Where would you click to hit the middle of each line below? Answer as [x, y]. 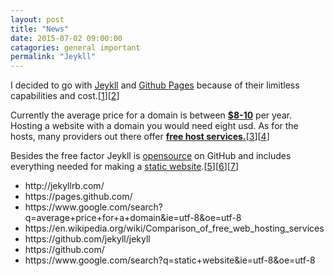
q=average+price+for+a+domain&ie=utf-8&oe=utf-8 [133, 218]
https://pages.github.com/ [78, 197]
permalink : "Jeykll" [53, 57]
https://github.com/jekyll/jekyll [87, 239]
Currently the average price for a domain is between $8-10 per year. [151, 115]
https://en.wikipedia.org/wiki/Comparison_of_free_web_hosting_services [174, 228]
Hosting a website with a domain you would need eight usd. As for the [154, 126]
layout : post [37, 19]
